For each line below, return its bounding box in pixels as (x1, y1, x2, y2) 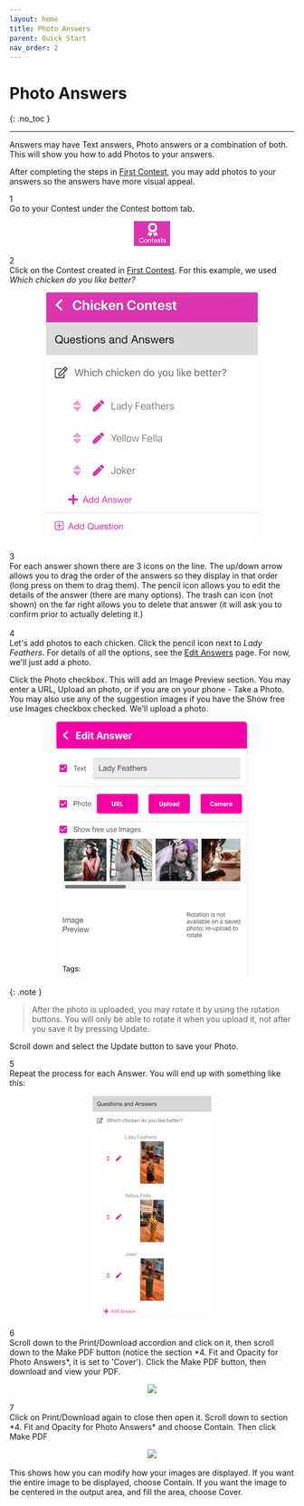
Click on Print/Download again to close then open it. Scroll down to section (9, 1412, 289, 1423)
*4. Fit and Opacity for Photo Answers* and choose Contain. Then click (9, 1422, 277, 1433)
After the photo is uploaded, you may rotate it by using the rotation (31, 1005, 280, 1015)
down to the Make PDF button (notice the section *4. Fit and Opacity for (9, 1347, 279, 1358)
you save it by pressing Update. (31, 1024, 150, 1034)
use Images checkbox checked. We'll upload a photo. (9, 703, 209, 714)
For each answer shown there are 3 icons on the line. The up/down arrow (9, 561, 283, 572)
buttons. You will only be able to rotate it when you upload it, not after (31, 1014, 291, 1025)
